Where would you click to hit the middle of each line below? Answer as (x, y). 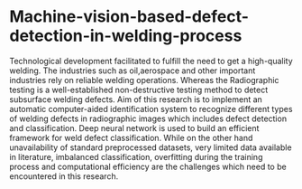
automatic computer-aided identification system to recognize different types (151, 109)
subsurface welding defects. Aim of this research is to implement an (136, 99)
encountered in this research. (64, 176)
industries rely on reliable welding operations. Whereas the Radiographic (144, 80)
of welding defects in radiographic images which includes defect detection (148, 118)
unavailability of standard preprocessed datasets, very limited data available (151, 147)
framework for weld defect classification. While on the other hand (131, 137)
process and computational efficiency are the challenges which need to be (148, 166)
